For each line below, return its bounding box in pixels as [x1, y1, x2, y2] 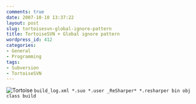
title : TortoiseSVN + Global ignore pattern [6, 31, 120, 37]
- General [6, 48, 31, 54]
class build [6, 93, 36, 99]
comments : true [6, 8, 45, 15]
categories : [6, 43, 36, 49]
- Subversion [6, 64, 39, 71]
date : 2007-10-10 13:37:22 [6, 14, 74, 20]
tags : [6, 59, 20, 65]
